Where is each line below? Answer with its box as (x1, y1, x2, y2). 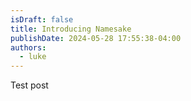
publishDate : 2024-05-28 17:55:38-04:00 (10, 33, 182, 43)
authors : (10, 42, 47, 53)
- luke (19, 52, 47, 62)
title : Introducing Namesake (10, 24, 132, 34)
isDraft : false (10, 14, 74, 25)
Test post (10, 79, 49, 91)
